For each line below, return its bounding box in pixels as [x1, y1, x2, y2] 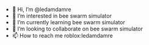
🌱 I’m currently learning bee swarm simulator [12, 19, 125, 26]
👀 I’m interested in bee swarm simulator [12, 12, 112, 19]
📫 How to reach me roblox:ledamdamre [12, 32, 113, 39]
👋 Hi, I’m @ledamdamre [12, 6, 71, 13]
